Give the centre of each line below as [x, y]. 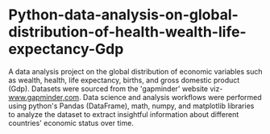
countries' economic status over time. [71, 123]
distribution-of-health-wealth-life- [128, 32]
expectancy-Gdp [66, 49]
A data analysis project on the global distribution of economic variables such [136, 71]
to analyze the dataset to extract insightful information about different [124, 114]
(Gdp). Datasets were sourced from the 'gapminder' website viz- [116, 88]
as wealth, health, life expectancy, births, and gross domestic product [124, 80]
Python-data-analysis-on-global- [124, 15]
